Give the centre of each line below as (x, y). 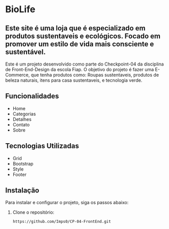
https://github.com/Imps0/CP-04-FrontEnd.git (62, 222)
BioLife (20, 9)
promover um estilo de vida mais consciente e (80, 44)
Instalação (22, 191)
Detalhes (22, 119)
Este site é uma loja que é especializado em (76, 28)
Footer (20, 174)
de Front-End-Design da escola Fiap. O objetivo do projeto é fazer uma (80, 69)
